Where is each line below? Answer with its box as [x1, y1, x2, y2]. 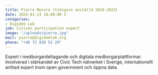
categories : [5, 16, 30, 21]
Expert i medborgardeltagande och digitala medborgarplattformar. [5, 53, 142, 59]
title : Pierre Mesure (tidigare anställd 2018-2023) [5, 7, 118, 12]
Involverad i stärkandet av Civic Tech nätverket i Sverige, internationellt [5, 58, 153, 65]
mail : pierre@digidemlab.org [5, 35, 66, 40]
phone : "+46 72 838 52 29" [5, 40, 62, 45]
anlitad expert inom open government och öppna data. [5, 64, 118, 70]
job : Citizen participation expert [5, 26, 80, 31]
